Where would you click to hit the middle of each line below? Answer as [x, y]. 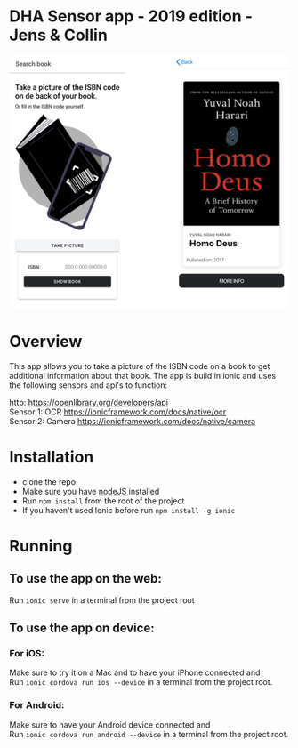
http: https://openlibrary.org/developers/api [89, 402]
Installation [52, 457]
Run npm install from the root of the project [103, 501]
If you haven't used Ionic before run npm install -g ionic [129, 510]
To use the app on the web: [86, 579]
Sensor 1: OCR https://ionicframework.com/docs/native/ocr [118, 412]
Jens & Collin [59, 35]
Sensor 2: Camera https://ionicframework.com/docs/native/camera [133, 421]
